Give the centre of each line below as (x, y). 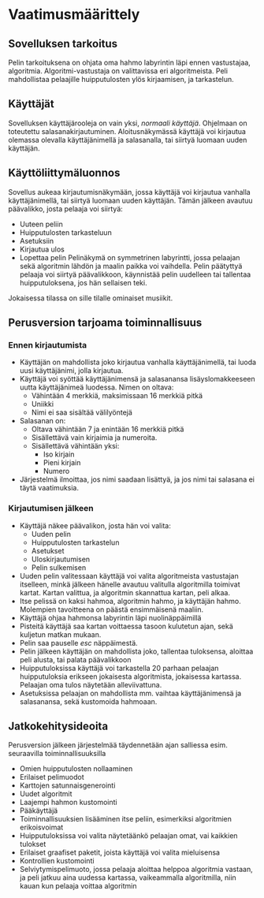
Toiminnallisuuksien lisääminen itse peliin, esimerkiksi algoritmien (126, 819)
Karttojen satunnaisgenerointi (67, 785)
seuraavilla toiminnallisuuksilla (57, 754)
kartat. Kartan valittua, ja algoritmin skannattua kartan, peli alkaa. (125, 592)
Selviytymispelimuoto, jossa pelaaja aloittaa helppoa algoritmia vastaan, (136, 870)
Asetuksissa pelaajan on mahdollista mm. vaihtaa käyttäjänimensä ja (130, 693)
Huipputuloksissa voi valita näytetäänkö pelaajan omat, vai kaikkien (128, 836)
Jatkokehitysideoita (58, 726)
